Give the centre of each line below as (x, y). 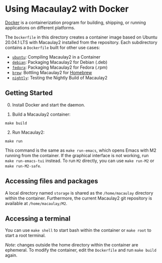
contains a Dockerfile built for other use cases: (53, 47)
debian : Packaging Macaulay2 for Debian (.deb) (60, 62)
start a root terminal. (26, 236)
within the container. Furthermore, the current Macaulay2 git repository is (79, 198)
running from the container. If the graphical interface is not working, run (77, 155)
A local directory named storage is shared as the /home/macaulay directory (79, 193)
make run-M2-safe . (23, 166)
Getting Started (29, 93)
